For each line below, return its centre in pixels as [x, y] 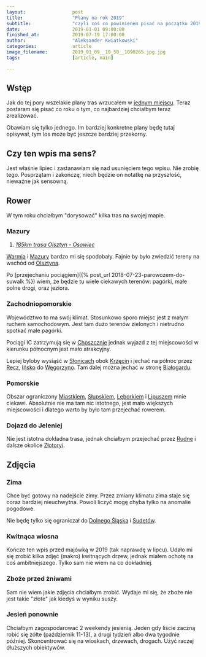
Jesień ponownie [32, 615]
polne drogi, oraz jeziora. [38, 288]
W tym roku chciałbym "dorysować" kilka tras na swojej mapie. [86, 216]
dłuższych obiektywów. [36, 647]
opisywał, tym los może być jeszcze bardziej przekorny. [77, 134]
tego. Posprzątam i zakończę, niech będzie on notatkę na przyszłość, [94, 175]
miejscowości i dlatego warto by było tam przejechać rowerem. [86, 410]
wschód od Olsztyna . [33, 263]
